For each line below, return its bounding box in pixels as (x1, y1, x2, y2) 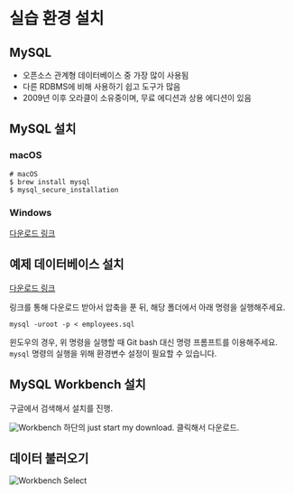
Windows (9, 206, 52, 219)
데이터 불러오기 (9, 451, 89, 466)
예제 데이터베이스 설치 (9, 256, 124, 272)
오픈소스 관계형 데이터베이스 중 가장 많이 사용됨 (22, 70, 189, 80)
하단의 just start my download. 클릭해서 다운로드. (62, 422, 240, 433)
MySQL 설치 (9, 121, 77, 136)
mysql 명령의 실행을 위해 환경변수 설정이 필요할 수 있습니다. (9, 348, 217, 359)
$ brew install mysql (9, 177, 91, 186)
